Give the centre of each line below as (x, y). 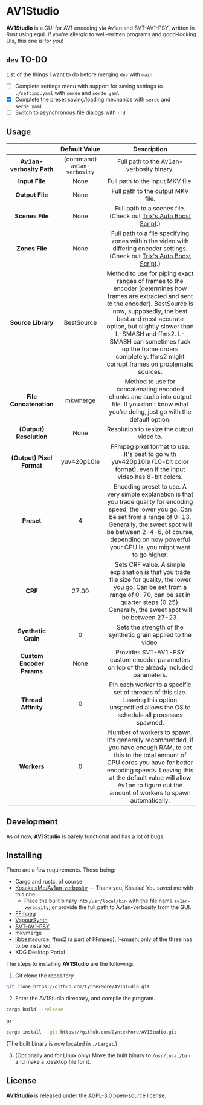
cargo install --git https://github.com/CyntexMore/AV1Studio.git (92, 1032)
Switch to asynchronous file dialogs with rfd (70, 112)
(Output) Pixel (32, 458)
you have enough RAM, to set (150, 747)
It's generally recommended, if (150, 740)
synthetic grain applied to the (150, 634)
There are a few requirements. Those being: (61, 870)
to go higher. (150, 555)
